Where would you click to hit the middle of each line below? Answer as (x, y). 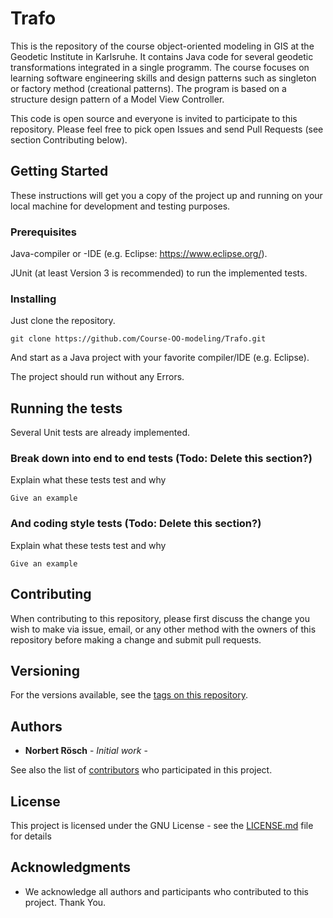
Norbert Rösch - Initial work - (86, 751)
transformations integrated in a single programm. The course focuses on (160, 67)
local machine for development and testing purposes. (120, 206)
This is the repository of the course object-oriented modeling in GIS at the (162, 46)
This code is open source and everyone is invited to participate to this (154, 118)
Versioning (45, 670)
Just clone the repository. (63, 321)
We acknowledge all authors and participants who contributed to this (166, 891)
